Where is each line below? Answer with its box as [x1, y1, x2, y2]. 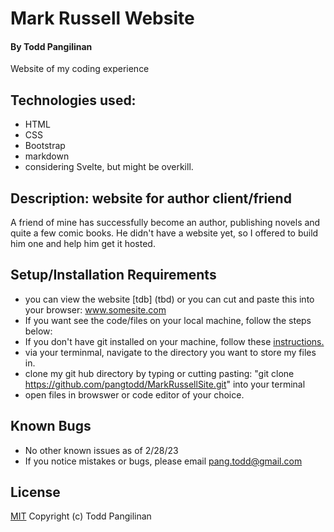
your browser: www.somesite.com [24, 303, 167, 316]
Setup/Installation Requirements [10, 267, 217, 284]
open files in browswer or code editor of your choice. [24, 388, 245, 401]
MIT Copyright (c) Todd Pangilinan [10, 510, 152, 522]
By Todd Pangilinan [10, 40, 93, 52]
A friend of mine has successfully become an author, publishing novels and [10, 217, 321, 229]
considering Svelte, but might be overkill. [24, 161, 194, 173]
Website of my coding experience [10, 63, 150, 75]
